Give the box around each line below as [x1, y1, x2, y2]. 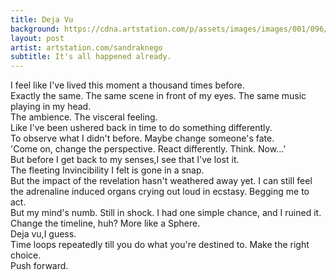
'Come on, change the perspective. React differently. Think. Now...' [10, 143, 287, 155]
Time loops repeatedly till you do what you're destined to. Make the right [10, 239, 310, 251]
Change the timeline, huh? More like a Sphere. [10, 217, 201, 230]
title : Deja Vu [10, 14, 74, 25]
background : [10, 24, 60, 34]
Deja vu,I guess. [10, 228, 77, 240]
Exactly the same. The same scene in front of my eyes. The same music [10, 90, 307, 102]
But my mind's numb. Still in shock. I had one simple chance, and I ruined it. [10, 207, 322, 219]
